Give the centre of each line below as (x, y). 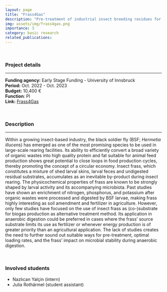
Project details (23, 64)
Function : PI (18, 96)
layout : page (19, 10)
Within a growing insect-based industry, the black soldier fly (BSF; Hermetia (83, 140)
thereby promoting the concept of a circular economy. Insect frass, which (81, 166)
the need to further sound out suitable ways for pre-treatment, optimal (77, 235)
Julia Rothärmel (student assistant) (48, 285)
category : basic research (32, 33)
